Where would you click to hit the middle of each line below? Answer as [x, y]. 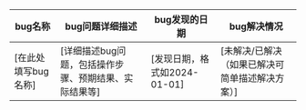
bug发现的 [177, 20]
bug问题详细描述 [101, 26]
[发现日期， [175, 59]
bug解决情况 [256, 26]
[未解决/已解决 [251, 51]
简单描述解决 [248, 78]
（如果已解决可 [252, 65]
